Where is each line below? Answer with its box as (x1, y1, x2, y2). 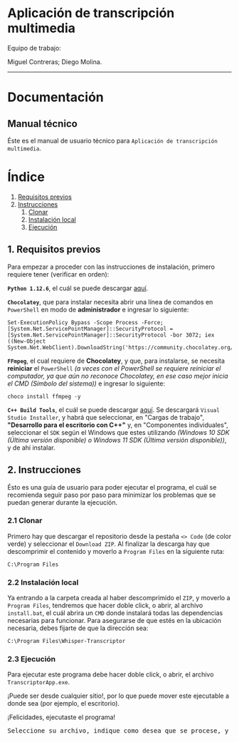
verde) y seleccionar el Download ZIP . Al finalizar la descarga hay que (7, 540, 210, 548)
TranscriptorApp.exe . (7, 678, 70, 686)
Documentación (7, 89, 105, 105)
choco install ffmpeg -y (7, 393, 81, 400)
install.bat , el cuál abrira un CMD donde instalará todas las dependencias (7, 609, 223, 617)
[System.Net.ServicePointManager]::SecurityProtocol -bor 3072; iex (7, 331, 215, 339)
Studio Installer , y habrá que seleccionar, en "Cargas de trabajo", (7, 413, 205, 421)
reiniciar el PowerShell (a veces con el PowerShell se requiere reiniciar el (7, 364, 221, 372)
